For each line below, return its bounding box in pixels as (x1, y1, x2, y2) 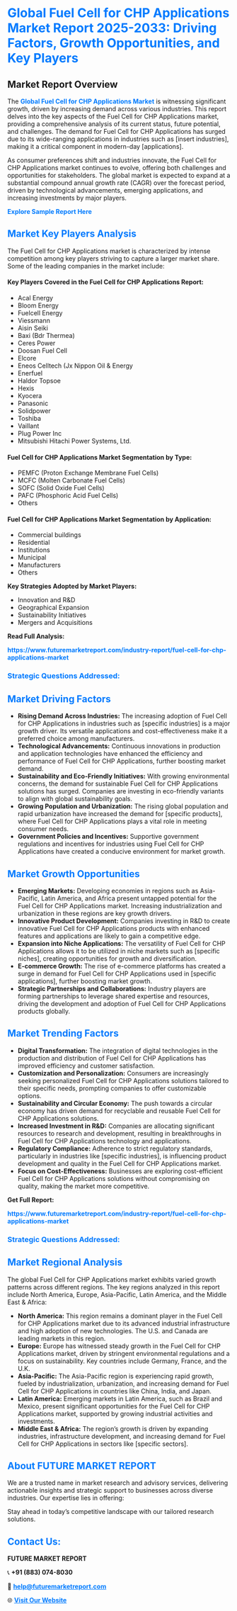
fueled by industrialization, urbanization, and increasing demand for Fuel (17, 1379, 229, 1388)
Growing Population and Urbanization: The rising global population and (17, 802, 229, 810)
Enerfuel (17, 369, 43, 378)
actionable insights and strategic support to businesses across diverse (7, 1486, 214, 1495)
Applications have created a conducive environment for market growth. (17, 847, 226, 856)
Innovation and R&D (17, 596, 76, 604)
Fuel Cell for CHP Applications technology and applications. (17, 1136, 192, 1145)
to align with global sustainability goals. (17, 795, 133, 803)
